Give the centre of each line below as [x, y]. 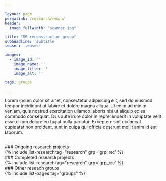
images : [13, 55]
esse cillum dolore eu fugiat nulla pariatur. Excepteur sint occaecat [73, 122]
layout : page [19, 14]
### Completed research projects [40, 158]
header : [13, 23]
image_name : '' [30, 64]
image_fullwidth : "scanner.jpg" [43, 28]
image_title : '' [31, 69]
